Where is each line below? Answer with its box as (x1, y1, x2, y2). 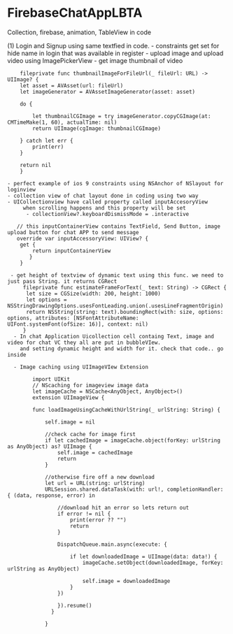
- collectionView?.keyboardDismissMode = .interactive (25, 210, 190, 217)
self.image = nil (44, 418, 96, 426)
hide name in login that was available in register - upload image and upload (7, 49, 224, 57)
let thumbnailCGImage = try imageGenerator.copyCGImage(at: (32, 113, 211, 120)
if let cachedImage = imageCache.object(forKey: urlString (44, 437, 220, 444)
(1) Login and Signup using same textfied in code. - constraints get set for (7, 41, 220, 50)
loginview (7, 186, 36, 193)
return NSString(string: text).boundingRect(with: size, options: (25, 308, 224, 315)
